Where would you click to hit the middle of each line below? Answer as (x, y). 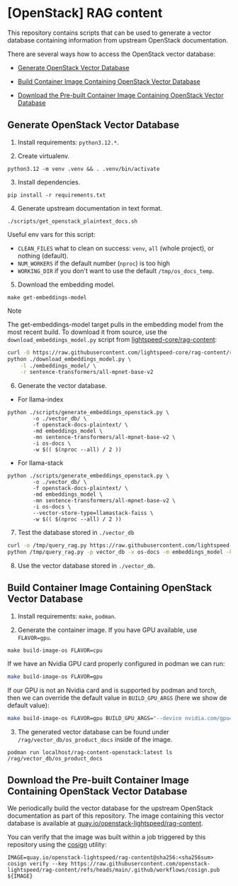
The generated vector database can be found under (93, 731)
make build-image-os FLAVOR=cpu (55, 650)
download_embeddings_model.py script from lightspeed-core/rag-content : (112, 339)
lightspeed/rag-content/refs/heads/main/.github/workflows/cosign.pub (114, 870)
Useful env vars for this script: (51, 234)
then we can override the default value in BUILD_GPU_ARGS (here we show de (117, 697)
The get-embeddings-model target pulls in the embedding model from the (115, 324)
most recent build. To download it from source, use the (87, 332)
